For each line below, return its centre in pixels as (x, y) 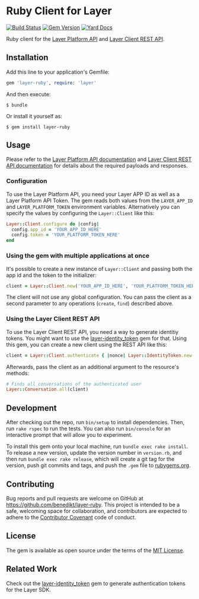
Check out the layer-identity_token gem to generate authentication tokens (96, 583)
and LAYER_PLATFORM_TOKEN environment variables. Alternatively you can (93, 207)
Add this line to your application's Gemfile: (58, 72)
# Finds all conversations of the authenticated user (74, 384)
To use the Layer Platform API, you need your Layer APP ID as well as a (93, 194)
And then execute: (28, 94)
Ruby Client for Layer (59, 11)
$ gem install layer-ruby (38, 127)
